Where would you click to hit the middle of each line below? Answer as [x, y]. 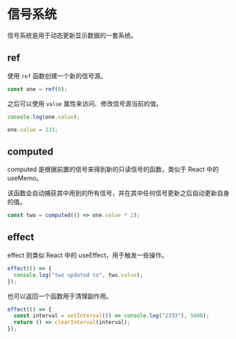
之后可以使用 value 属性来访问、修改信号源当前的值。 [85, 104]
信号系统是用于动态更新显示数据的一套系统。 [72, 35]
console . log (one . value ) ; [44, 117]
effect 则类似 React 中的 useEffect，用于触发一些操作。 [87, 255]
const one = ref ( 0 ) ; [38, 89]
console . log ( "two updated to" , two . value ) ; [78, 275]
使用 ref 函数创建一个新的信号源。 [57, 75]
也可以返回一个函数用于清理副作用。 [60, 296]
